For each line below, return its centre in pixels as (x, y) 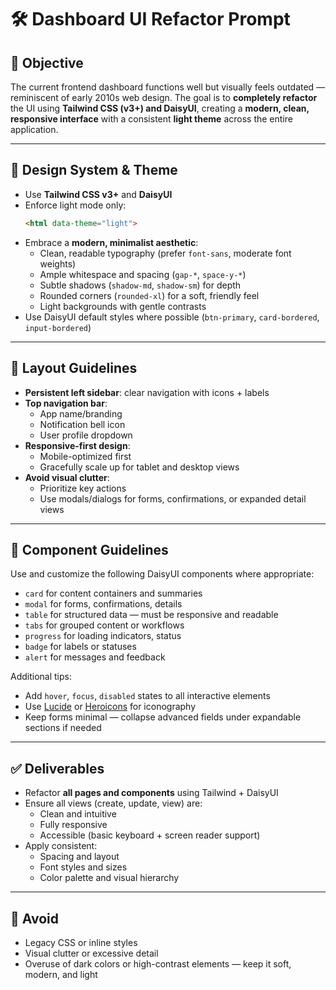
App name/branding (81, 413)
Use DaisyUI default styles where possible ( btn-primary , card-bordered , (172, 317)
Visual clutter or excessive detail (91, 953)
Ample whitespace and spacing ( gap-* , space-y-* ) (143, 274)
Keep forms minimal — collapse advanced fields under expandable (163, 717)
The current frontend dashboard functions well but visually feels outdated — (168, 87)
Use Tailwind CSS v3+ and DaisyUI (98, 194)
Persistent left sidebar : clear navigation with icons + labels (147, 392)
